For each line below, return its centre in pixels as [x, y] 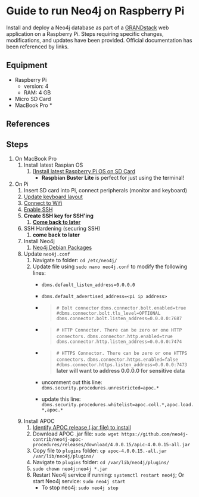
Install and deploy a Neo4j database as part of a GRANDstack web [88, 27]
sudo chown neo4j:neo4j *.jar [70, 469]
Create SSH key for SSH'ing [59, 216]
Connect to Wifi [43, 203]
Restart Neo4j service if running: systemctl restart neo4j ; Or [108, 475]
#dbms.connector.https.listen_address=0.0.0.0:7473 [122, 365]
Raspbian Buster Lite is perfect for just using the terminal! [113, 177]
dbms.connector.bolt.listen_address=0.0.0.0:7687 [119, 318]
